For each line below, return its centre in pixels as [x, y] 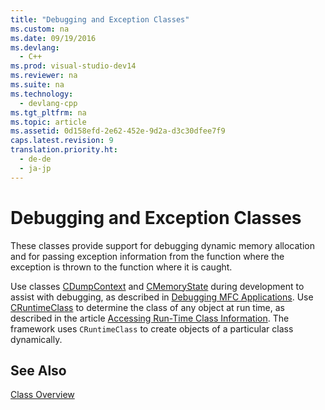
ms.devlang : [35, 47]
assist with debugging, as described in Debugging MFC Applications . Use [162, 297]
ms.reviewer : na [44, 76]
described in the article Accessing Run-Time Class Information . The [150, 318]
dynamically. [36, 339]
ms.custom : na [40, 29]
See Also [38, 370]
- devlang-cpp [48, 103]
